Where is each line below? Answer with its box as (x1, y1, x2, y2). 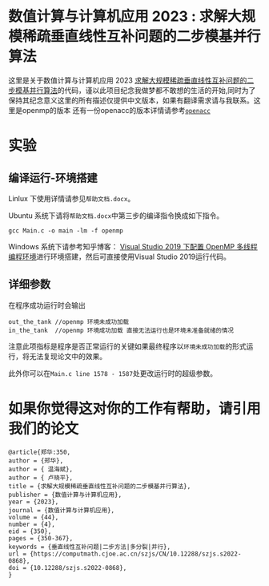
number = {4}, (8, 520, 56, 528)
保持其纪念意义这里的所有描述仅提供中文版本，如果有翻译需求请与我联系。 (8, 95, 254, 105)
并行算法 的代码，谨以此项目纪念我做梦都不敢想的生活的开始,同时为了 (29, 85, 256, 95)
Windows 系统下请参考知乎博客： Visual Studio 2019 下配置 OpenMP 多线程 (8, 241, 258, 251)
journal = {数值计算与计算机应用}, (8, 506, 114, 514)
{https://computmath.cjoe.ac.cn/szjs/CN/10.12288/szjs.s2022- (29, 550, 242, 558)
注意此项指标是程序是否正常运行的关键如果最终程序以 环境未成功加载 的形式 (8, 341, 247, 351)
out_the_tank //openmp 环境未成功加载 (8, 317, 130, 325)
